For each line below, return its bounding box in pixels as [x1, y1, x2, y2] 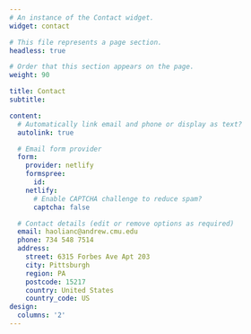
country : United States [25, 286, 115, 294]
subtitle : [9, 95, 47, 104]
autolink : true [17, 127, 74, 137]
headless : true [9, 46, 66, 55]
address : [17, 244, 50, 253]
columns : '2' [17, 311, 66, 320]
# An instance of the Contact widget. [9, 13, 154, 22]
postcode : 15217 [25, 277, 87, 286]
